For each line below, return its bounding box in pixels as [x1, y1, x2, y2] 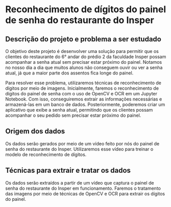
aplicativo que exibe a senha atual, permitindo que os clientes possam [5, 107, 153, 113]
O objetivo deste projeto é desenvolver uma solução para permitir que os [5, 48, 159, 54]
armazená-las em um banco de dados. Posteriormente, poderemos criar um [5, 101, 165, 108]
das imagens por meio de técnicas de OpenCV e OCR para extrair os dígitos [5, 190, 165, 197]
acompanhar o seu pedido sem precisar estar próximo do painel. [5, 112, 141, 118]
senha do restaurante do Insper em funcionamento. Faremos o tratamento [5, 185, 161, 191]
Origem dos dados [5, 127, 65, 136]
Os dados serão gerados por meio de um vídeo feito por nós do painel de [5, 140, 160, 146]
